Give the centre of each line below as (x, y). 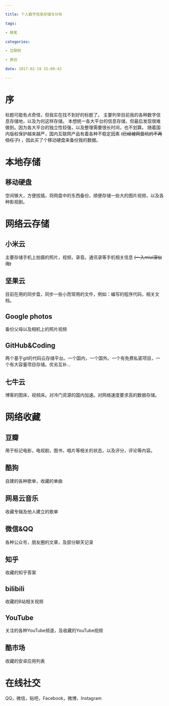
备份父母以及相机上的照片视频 (36, 329)
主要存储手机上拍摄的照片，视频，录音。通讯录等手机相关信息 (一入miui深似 (84, 257)
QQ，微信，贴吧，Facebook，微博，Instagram (54, 698)
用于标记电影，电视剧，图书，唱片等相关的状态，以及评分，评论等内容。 (80, 451)
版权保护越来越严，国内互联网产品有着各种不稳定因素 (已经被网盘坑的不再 (86, 134)
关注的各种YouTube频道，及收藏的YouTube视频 (54, 630)
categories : (18, 42)
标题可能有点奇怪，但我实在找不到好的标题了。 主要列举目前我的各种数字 (81, 114)
